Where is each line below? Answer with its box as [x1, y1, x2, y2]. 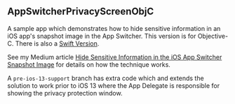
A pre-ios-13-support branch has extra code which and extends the [7, 74, 205, 82]
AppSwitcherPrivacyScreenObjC [7, 6, 154, 18]
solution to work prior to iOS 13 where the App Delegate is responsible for [7, 81, 220, 90]
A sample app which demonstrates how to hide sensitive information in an [7, 24, 221, 32]
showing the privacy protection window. [7, 89, 123, 97]
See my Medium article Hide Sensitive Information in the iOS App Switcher [7, 53, 222, 61]
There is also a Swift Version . [15, 39, 100, 48]
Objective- [197, 32, 229, 40]
